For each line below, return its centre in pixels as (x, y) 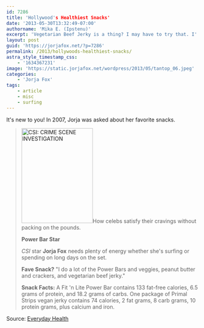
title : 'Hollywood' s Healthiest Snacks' (58, 18)
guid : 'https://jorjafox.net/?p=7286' (55, 46)
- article (30, 91)
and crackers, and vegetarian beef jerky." (73, 275)
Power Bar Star (40, 239)
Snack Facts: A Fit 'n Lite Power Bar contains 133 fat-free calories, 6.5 (109, 287)
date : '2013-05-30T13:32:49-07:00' (51, 23)
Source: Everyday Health (37, 318)
